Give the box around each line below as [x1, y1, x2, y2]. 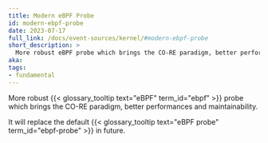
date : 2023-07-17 [8, 26, 66, 34]
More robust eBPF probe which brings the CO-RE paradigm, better [15, 49, 238, 57]
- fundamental [8, 71, 56, 79]
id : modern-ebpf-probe [8, 19, 84, 27]
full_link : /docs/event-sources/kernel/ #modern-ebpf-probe [8, 34, 209, 42]
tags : [8, 64, 26, 72]
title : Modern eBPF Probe [8, 11, 94, 20]
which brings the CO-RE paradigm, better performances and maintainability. [8, 101, 258, 111]
